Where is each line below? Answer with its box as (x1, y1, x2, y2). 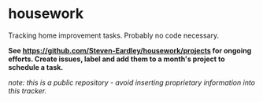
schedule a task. (8, 62, 64, 71)
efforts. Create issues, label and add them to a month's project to (8, 54, 226, 64)
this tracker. (8, 86, 47, 95)
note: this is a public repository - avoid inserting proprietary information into (8, 78, 256, 87)
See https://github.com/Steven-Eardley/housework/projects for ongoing (8, 46, 252, 55)
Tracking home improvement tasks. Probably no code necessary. (8, 31, 220, 40)
